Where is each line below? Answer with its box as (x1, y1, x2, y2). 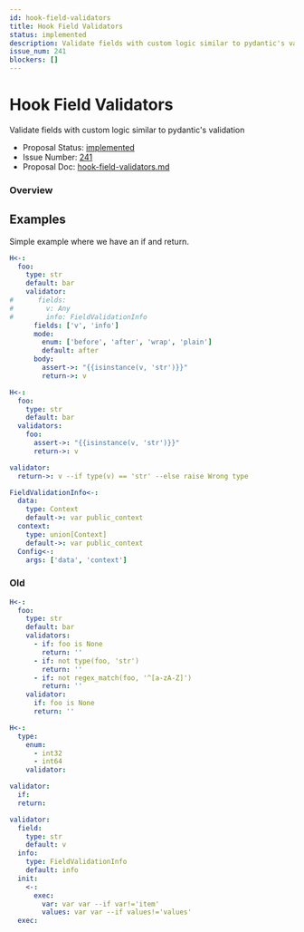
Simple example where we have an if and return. (9, 236, 190, 247)
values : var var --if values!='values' (42, 908, 193, 917)
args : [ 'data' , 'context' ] (25, 555, 128, 565)
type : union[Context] (25, 529, 107, 539)
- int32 (33, 749, 63, 758)
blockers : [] (9, 55, 59, 64)
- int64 (33, 757, 63, 766)
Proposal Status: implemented (22, 141, 136, 152)
